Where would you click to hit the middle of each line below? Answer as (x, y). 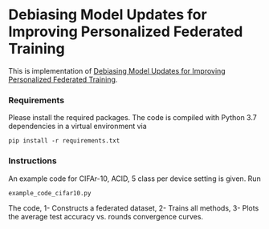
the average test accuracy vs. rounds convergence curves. (106, 216)
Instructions (33, 161)
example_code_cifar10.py (50, 193)
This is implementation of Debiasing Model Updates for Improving (117, 70)
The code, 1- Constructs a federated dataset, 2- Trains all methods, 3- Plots (134, 208)
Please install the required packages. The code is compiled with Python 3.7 (132, 118)
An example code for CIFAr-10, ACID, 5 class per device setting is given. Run (134, 179)
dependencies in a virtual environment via (77, 127)
